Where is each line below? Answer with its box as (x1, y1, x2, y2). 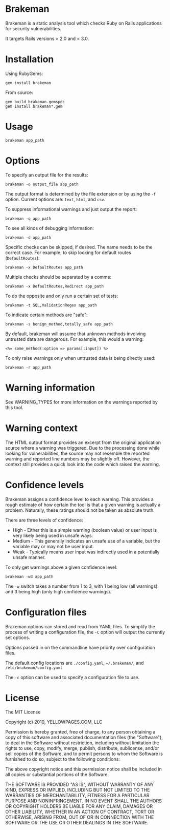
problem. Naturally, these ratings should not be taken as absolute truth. (5, 507, 155, 513)
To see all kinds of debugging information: (5, 225, 94, 231)
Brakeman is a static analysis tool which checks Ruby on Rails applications (5, 20, 162, 26)
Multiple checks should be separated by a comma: (5, 274, 112, 280)
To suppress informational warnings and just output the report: (5, 206, 137, 212)
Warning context (5, 422, 78, 434)
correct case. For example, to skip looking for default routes (5, 249, 131, 256)
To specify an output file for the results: (5, 171, 88, 178)
